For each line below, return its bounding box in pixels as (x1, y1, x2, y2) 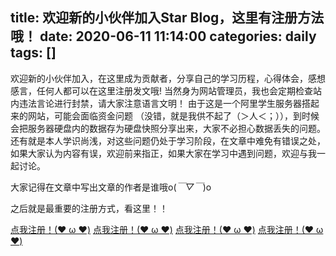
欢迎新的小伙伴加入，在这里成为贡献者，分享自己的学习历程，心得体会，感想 (10, 72, 326, 84)
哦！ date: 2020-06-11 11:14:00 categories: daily (10, 28, 317, 45)
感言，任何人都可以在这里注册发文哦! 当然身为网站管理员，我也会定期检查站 (10, 84, 322, 97)
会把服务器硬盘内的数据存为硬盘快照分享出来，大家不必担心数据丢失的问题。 (10, 122, 326, 134)
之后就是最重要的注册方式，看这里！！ (10, 202, 168, 214)
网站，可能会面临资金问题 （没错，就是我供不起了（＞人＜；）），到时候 (27, 109, 320, 122)
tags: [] (10, 44, 57, 62)
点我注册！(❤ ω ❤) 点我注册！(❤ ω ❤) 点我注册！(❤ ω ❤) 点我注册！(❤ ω (10, 223, 324, 235)
